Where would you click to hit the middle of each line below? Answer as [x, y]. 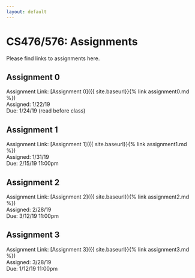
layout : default [26, 12]
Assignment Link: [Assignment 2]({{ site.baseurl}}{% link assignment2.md [98, 197]
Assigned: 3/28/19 [29, 262]
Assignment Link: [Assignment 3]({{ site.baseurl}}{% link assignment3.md [98, 249]
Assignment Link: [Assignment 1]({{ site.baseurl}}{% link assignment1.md [97, 144]
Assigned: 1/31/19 [28, 157]
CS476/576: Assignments [72, 41]
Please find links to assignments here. [53, 58]
